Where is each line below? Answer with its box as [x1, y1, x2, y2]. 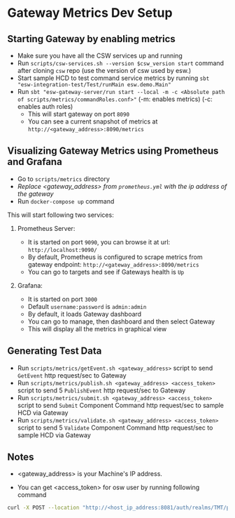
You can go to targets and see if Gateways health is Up [27, 267, 185, 276]
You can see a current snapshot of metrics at [27, 117, 158, 126]
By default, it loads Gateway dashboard [27, 310, 142, 318]
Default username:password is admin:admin [27, 302, 147, 310]
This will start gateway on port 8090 [27, 110, 130, 118]
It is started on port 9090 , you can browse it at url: [27, 237, 171, 246]
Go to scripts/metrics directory [17, 174, 111, 183]
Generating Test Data [7, 345, 102, 357]
